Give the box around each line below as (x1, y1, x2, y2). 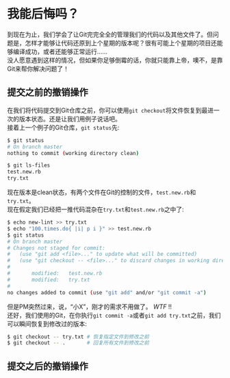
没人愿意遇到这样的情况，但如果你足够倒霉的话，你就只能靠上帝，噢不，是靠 (7, 56, 223, 64)
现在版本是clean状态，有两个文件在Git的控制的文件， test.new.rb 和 (7, 188, 196, 196)
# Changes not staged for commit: (7, 244, 106, 251)
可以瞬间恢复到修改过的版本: (7, 320, 88, 328)
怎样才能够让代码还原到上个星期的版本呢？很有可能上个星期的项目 (25, 38, 211, 47)
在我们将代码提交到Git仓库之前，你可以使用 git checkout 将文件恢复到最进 (7, 106, 214, 114)
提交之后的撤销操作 (7, 360, 88, 372)
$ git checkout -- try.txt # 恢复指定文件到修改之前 (7, 333, 149, 340)
